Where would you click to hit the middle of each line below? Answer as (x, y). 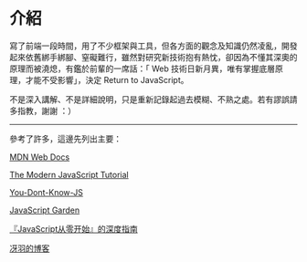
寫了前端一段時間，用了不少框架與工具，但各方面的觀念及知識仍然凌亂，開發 (153, 46)
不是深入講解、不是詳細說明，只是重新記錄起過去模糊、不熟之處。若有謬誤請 (153, 99)
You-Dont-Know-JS (47, 192)
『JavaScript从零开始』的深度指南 (74, 228)
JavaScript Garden (45, 210)
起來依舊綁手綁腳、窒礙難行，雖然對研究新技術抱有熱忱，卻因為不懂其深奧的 (153, 57)
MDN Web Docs (40, 157)
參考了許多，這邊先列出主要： (65, 139)
